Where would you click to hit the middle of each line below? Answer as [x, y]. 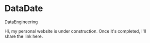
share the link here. [24, 36]
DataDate [24, 8]
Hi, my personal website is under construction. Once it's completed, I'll [75, 31]
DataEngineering [21, 22]
